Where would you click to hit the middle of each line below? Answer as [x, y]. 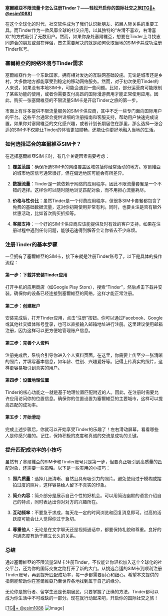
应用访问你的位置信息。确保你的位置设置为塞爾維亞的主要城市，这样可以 [84, 398]
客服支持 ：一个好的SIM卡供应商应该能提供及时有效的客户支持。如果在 [84, 224]
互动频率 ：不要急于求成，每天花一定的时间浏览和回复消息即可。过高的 [85, 512]
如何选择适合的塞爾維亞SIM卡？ [43, 144]
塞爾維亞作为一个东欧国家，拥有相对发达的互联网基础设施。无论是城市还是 [82, 75]
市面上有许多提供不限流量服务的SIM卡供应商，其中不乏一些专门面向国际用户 [84, 111]
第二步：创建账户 [23, 305]
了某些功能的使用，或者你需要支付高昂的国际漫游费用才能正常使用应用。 [79, 94]
